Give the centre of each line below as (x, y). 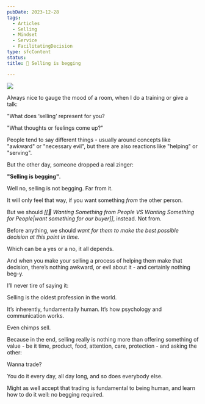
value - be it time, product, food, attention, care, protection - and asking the (102, 346)
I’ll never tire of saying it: (38, 285)
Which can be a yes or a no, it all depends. (60, 249)
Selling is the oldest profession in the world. (62, 297)
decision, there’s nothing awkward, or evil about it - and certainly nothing (99, 267)
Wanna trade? (24, 364)
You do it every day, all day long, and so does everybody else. (85, 376)
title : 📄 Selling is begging (44, 63)
